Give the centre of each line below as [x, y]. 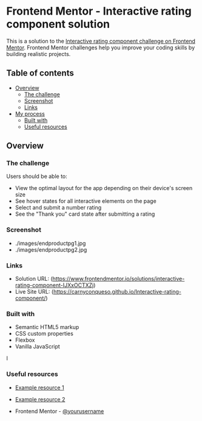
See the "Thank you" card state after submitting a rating [85, 214]
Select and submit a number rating [58, 208]
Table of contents [40, 73]
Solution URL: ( [34, 279]
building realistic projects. [39, 54]
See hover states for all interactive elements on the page [86, 201]
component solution [58, 24]
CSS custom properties [44, 334]
